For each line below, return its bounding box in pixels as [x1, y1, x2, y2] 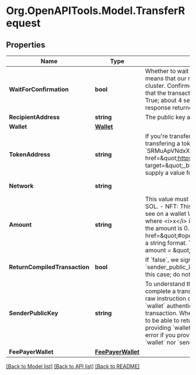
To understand [145, 280, 185, 288]
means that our [145, 74, 187, 82]
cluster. [145, 82, 166, 90]
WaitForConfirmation [9, 85, 69, 93]
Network [9, 182, 34, 190]
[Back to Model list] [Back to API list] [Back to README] [6, 363, 140, 370]
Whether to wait [145, 67, 189, 75]
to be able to [145, 316, 180, 324]
